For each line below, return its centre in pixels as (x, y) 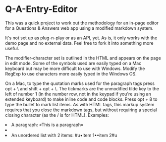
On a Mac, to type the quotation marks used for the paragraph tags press (80, 83)
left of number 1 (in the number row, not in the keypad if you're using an (78, 94)
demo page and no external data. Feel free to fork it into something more (79, 43)
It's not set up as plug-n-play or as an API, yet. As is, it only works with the (81, 38)
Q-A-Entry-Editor (41, 9)
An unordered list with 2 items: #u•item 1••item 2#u (64, 135)
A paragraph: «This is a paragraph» (48, 125)
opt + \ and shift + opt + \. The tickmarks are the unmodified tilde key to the (82, 88)
